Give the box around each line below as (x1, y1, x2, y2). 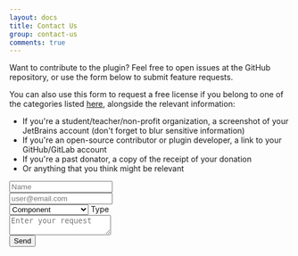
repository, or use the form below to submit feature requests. (9, 72, 234, 83)
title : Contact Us (9, 21, 78, 30)
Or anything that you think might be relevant (21, 163, 185, 174)
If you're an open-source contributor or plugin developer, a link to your (21, 135, 283, 145)
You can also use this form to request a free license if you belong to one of (9, 89, 284, 100)
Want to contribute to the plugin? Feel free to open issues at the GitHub (9, 62, 271, 73)
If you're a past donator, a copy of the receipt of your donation (21, 153, 252, 165)
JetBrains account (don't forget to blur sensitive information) (21, 126, 245, 136)
